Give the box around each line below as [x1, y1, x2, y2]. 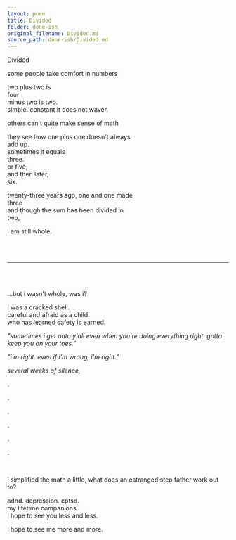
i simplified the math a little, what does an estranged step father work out [7, 475, 219, 484]
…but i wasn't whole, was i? [7, 290, 88, 298]
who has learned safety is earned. [7, 318, 106, 327]
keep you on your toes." [7, 339, 77, 348]
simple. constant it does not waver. [7, 105, 109, 114]
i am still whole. [7, 227, 53, 236]
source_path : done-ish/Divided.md [7, 37, 109, 44]
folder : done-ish [7, 23, 58, 30]
